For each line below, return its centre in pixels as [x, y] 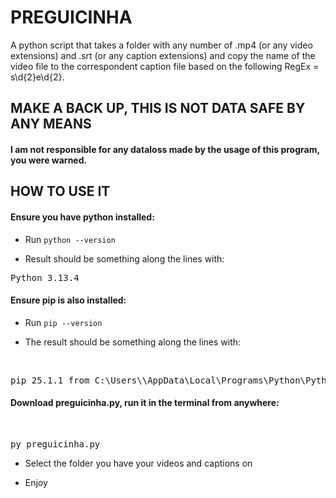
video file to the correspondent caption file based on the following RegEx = [165, 66]
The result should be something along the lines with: [133, 342]
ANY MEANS [51, 124]
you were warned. [49, 160]
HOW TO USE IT [60, 191]
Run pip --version [63, 322]
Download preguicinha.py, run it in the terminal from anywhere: [145, 403]
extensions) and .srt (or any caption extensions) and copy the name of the [163, 55]
